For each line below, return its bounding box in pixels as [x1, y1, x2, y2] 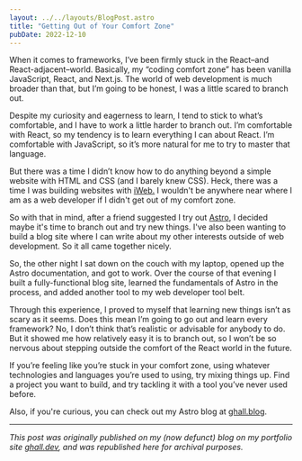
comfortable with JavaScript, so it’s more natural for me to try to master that [9, 139, 290, 149]
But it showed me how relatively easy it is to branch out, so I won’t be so [9, 333, 277, 344]
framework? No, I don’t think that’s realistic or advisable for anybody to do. [9, 323, 286, 334]
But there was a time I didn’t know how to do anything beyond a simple [9, 166, 271, 176]
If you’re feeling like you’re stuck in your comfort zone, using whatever [9, 360, 271, 371]
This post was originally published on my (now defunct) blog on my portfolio [9, 432, 293, 443]
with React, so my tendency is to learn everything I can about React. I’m [9, 130, 275, 140]
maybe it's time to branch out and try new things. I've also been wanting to [9, 221, 286, 232]
